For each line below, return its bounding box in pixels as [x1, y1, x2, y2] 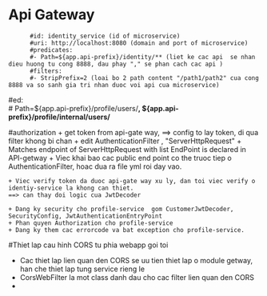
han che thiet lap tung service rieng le [19, 264, 145, 274]
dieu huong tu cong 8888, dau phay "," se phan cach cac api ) [8, 60, 224, 68]
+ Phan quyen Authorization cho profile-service [8, 218, 173, 227]
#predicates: [29, 46, 74, 54]
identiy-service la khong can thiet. [8, 184, 134, 192]
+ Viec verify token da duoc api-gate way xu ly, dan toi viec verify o [8, 177, 256, 185]
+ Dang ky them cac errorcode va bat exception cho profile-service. [8, 226, 245, 234]
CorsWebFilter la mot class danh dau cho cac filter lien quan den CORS [19, 272, 254, 282]
